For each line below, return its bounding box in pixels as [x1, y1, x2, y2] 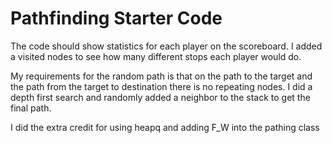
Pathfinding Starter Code [10, 7, 223, 30]
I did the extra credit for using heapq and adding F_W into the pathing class [10, 121, 320, 133]
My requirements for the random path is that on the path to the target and [10, 70, 313, 82]
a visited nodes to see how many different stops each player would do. [10, 50, 302, 62]
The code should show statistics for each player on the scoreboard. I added [10, 40, 323, 52]
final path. [10, 102, 52, 114]
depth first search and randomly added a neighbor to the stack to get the [10, 91, 311, 103]
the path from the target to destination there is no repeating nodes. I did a [10, 80, 313, 92]
